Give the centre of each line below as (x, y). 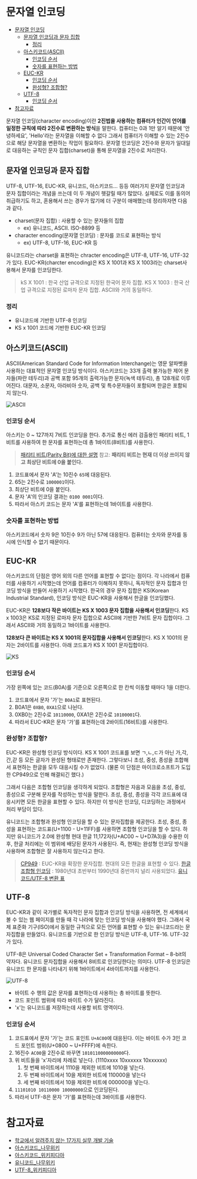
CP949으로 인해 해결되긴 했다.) (48, 774)
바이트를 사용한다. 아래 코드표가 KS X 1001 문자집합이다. (84, 645)
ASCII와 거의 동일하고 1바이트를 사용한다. (64, 625)
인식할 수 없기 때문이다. (43, 542)
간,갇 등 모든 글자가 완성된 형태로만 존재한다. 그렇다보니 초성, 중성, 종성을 (89, 760)
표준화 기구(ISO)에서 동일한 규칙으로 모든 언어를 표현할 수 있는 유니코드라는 (98, 927)
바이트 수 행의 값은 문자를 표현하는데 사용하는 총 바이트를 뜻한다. (88, 992)
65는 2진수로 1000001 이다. (45, 482)
